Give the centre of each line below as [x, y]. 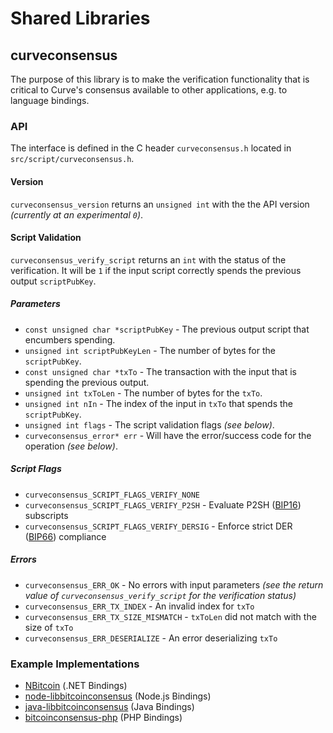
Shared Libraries [80, 18]
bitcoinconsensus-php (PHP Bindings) [103, 717]
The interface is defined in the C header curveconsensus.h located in [151, 148]
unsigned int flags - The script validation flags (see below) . [149, 424]
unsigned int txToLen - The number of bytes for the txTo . [143, 393]
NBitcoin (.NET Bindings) [76, 685]
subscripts [46, 515]
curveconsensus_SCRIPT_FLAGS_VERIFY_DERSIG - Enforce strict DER [158, 526]
